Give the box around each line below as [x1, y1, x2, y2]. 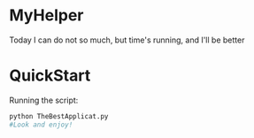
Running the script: [9, 95, 79, 105]
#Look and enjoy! [9, 120, 73, 129]
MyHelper [9, 5, 84, 26]
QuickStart [9, 65, 91, 86]
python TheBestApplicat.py [9, 111, 109, 120]
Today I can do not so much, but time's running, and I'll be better [9, 34, 245, 45]
